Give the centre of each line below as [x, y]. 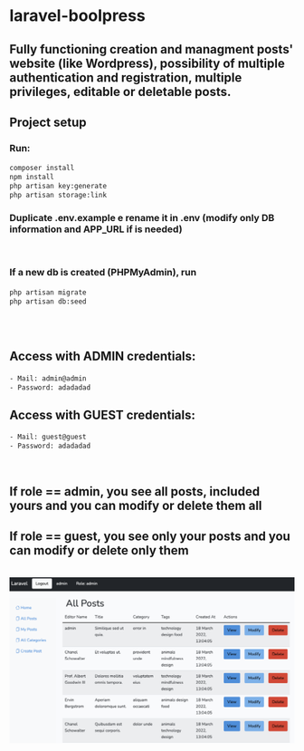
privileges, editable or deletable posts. [120, 91]
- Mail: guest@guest [48, 437]
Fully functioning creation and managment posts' [152, 49]
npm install [32, 178]
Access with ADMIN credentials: [103, 356]
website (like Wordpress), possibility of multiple [147, 63]
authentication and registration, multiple [126, 77]
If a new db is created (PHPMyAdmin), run [103, 273]
